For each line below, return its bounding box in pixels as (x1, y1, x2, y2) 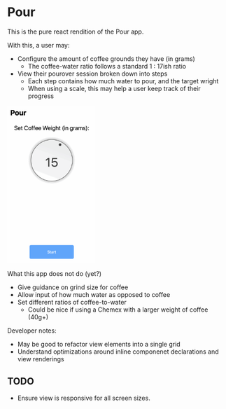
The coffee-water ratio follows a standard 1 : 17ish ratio (27, 62, 187, 70)
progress (27, 92, 55, 100)
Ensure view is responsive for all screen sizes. (17, 394, 150, 403)
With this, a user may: (7, 41, 70, 49)
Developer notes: (7, 326, 57, 335)
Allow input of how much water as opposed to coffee (17, 291, 171, 299)
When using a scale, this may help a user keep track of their (27, 84, 201, 92)
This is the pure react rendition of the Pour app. (7, 27, 144, 36)
